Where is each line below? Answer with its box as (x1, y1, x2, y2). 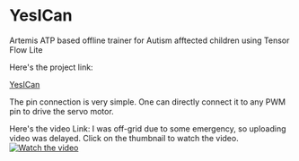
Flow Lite (9, 44, 43, 55)
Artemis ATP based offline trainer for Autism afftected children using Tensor (9, 35, 290, 46)
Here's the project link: (9, 62, 93, 72)
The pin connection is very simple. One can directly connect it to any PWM (9, 96, 286, 107)
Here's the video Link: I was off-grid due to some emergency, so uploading (9, 123, 286, 134)
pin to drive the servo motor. (9, 106, 114, 116)
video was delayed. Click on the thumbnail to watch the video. (9, 132, 240, 143)
